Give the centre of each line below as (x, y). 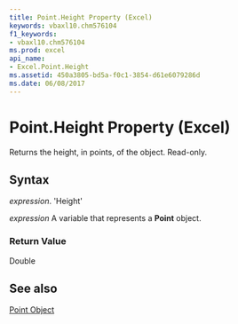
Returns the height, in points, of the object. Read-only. (108, 152)
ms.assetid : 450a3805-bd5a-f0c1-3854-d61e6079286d (105, 75)
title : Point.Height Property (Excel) (81, 17)
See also (33, 289)
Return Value (38, 241)
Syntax (29, 180)
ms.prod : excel (37, 51)
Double (22, 261)
